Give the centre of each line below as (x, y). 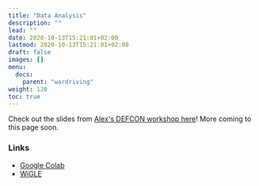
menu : (17, 67)
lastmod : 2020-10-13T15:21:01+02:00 (69, 45)
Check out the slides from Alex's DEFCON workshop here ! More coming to (130, 119)
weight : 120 (28, 89)
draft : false (30, 52)
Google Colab (42, 165)
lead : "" (23, 30)
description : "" (35, 23)
